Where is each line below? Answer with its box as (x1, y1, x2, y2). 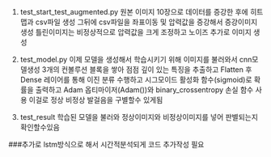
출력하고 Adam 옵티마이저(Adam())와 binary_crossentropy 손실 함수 (35, 85, 254, 95)
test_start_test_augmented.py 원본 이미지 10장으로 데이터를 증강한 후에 (19, 7, 248, 16)
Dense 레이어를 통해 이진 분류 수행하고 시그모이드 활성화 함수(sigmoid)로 (19, 75, 252, 84)
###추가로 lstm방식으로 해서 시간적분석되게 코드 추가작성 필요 (8, 140, 205, 149)
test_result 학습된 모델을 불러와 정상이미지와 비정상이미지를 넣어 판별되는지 (19, 112, 259, 121)
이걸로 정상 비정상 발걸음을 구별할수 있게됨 (28, 95, 163, 104)
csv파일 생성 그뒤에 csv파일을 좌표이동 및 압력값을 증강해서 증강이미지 (35, 17, 258, 27)
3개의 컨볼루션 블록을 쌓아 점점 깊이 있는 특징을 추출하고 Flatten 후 (41, 65, 252, 74)
